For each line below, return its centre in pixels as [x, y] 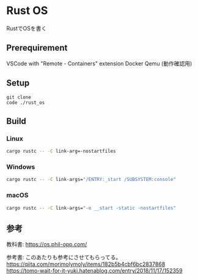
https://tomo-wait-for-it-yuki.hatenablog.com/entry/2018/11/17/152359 [94, 271]
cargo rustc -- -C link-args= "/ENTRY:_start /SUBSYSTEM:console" [91, 180]
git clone [19, 97]
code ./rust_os [26, 102]
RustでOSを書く [27, 28]
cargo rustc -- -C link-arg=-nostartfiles [61, 151]
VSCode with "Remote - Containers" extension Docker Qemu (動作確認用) [99, 63]
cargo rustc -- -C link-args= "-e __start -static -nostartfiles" [91, 208]
